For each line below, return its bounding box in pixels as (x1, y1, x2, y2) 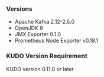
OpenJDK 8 (14, 24, 43, 31)
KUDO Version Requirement (6, 52, 87, 60)
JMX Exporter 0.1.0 (14, 31, 61, 38)
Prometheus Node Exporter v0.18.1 (14, 37, 99, 44)
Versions (6, 5, 32, 13)
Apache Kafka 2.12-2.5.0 (14, 18, 75, 25)
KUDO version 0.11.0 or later (6, 65, 74, 72)
